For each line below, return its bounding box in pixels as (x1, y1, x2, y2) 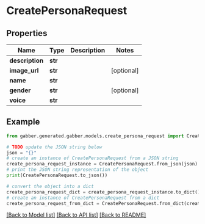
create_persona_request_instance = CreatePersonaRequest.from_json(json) (6, 161, 198, 167)
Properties (6, 28, 48, 38)
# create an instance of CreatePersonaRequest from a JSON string (6, 155, 179, 162)
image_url (9, 67, 39, 74)
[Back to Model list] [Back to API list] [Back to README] (6, 211, 146, 219)
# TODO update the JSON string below (6, 144, 103, 150)
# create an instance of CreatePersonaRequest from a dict (6, 195, 160, 201)
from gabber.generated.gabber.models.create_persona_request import (6, 132, 184, 139)
